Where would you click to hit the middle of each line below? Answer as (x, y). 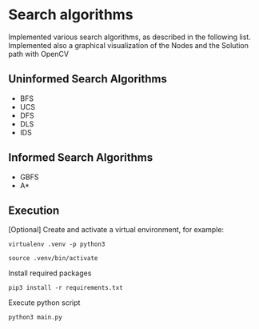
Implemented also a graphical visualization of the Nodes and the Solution (129, 45)
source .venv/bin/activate (53, 259)
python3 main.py (35, 318)
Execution (34, 210)
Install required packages (50, 273)
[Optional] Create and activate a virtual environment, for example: (116, 230)
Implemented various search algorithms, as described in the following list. (130, 37)
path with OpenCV (39, 54)
